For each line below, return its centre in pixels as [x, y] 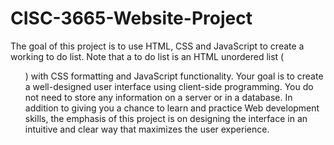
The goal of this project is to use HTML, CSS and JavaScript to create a [157, 46]
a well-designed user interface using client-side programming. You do [169, 86]
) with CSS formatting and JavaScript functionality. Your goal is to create [174, 76]
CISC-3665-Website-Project [131, 18]
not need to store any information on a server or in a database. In [158, 97]
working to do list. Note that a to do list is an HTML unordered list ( [147, 56]
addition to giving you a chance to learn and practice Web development [172, 108]
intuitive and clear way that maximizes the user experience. [147, 129]
